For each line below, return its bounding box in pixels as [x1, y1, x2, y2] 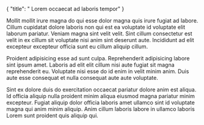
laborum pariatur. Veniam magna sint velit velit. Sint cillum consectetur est [6, 30, 192, 37]
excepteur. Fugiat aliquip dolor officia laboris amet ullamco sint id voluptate [6, 99, 195, 106]
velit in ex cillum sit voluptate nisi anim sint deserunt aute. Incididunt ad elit [6, 37, 194, 43]
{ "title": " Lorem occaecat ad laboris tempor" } [6, 5, 125, 12]
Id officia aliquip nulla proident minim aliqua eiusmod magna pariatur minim [6, 93, 195, 99]
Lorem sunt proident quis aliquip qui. [6, 112, 99, 119]
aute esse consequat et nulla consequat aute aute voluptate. [6, 74, 159, 81]
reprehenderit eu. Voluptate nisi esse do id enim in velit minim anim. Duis [6, 68, 189, 75]
